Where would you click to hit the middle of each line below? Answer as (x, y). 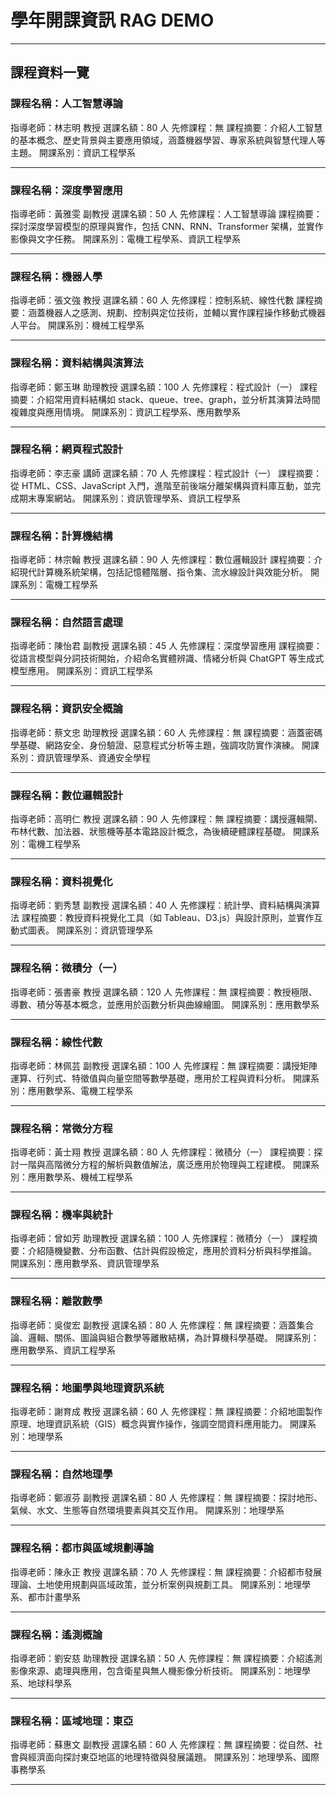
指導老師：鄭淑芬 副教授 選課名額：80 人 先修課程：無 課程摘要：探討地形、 (166, 1498)
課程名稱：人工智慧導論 (66, 104)
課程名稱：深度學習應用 (66, 190)
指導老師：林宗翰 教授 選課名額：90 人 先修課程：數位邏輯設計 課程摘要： (162, 560)
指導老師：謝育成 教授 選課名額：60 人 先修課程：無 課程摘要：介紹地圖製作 (166, 1412)
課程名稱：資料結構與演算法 (77, 363)
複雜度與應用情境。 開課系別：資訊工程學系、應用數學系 (125, 412)
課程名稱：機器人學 (56, 276)
